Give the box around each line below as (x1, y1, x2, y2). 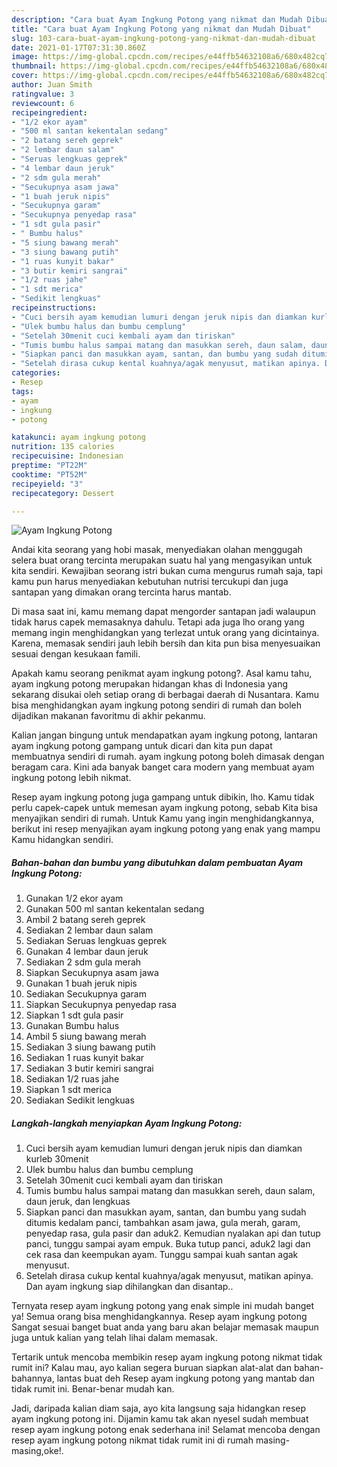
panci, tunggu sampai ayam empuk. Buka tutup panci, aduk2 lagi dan (25, 1238, 311, 1250)
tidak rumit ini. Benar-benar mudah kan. (11, 1383, 175, 1395)
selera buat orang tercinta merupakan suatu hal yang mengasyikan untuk (11, 554, 313, 566)
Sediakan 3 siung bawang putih (25, 1041, 156, 1053)
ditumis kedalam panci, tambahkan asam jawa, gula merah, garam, (25, 1217, 301, 1229)
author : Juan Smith (11, 80, 93, 90)
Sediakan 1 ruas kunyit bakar (25, 1052, 145, 1064)
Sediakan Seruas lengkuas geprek (25, 935, 168, 947)
